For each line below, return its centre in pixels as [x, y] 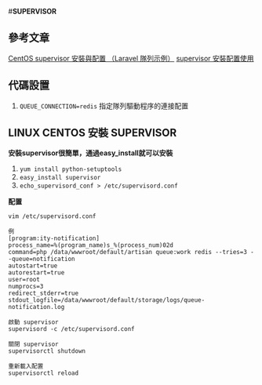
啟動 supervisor [33, 322]
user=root [24, 280]
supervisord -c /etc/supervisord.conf [71, 329]
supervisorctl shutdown [47, 351]
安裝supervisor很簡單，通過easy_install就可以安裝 [91, 153]
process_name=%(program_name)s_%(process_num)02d [91, 245]
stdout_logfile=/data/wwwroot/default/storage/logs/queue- [107, 300]
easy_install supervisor [60, 178]
